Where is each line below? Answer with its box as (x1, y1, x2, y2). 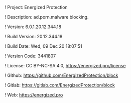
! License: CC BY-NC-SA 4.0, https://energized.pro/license (5, 63, 126, 68)
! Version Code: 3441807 (5, 53, 56, 59)
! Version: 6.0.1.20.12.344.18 (5, 24, 61, 30)
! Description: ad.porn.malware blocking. (5, 14, 89, 20)
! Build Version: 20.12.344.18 (5, 34, 63, 39)
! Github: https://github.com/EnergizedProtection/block (5, 72, 118, 78)
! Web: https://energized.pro (5, 92, 63, 97)
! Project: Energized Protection (5, 5, 68, 10)
